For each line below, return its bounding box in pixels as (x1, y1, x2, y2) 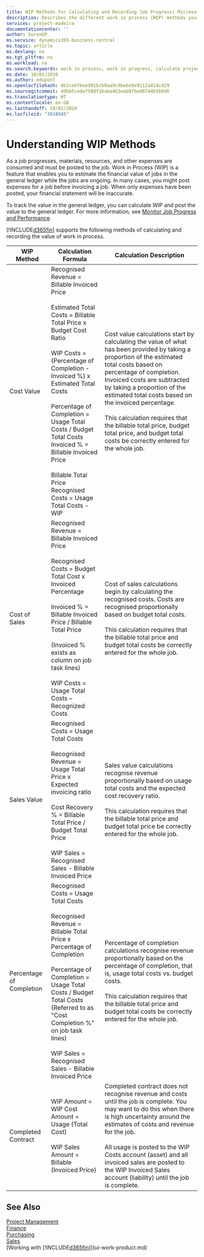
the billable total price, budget (104, 421, 190, 430)
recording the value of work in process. (6, 233, 105, 240)
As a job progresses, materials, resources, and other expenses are (6, 157, 172, 165)
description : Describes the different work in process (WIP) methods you (6, 15, 197, 21)
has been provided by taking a (104, 345, 191, 354)
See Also (6, 1202, 41, 1212)
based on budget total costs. (104, 610, 186, 619)
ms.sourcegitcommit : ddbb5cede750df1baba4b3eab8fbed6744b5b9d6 (6, 88, 170, 94)
